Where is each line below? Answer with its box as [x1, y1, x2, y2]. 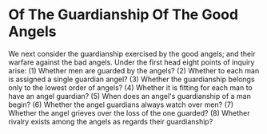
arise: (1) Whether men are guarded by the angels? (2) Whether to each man [8, 65, 260, 75]
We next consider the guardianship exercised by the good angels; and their [8, 49, 256, 58]
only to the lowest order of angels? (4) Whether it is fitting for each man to [8, 82, 253, 93]
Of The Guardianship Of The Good [8, 6, 238, 24]
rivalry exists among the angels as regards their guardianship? [8, 116, 213, 126]
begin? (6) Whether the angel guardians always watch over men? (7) [8, 100, 234, 109]
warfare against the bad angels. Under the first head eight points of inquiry [8, 57, 255, 67]
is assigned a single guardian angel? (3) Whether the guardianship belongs [8, 74, 255, 84]
